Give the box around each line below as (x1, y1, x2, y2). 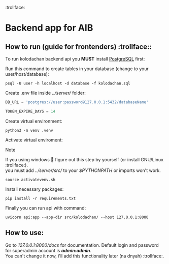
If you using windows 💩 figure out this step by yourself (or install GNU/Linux (5, 156, 164, 162)
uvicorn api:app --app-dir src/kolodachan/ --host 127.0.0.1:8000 (5, 215, 149, 220)
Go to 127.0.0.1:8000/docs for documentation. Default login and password (5, 242, 159, 248)
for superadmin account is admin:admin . (5, 247, 92, 253)
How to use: (5, 228, 44, 237)
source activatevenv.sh (5, 177, 56, 182)
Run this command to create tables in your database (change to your (5, 66, 149, 72)
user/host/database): (5, 71, 49, 77)
